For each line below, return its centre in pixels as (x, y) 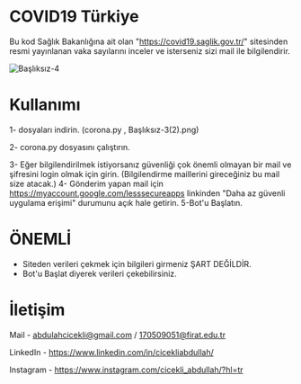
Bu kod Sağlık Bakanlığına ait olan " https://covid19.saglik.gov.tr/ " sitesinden (149, 41)
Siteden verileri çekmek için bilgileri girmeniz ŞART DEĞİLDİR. (137, 263)
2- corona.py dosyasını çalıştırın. (70, 147)
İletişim (37, 310)
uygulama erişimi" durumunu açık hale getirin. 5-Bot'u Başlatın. (126, 202)
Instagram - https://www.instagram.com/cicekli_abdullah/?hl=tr (126, 370)
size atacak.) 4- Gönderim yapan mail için (87, 183)
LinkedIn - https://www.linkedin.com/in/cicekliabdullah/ (111, 352)
